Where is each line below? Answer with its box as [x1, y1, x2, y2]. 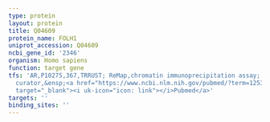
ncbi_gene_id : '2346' [8, 49, 81, 57]
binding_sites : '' [8, 101, 70, 109]
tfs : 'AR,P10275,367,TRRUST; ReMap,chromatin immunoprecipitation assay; [8, 71, 261, 79]
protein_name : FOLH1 [8, 34, 78, 43]
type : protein [8, 11, 56, 20]
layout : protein [8, 19, 63, 27]
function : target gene [8, 64, 84, 72]
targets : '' [8, 94, 48, 102]
